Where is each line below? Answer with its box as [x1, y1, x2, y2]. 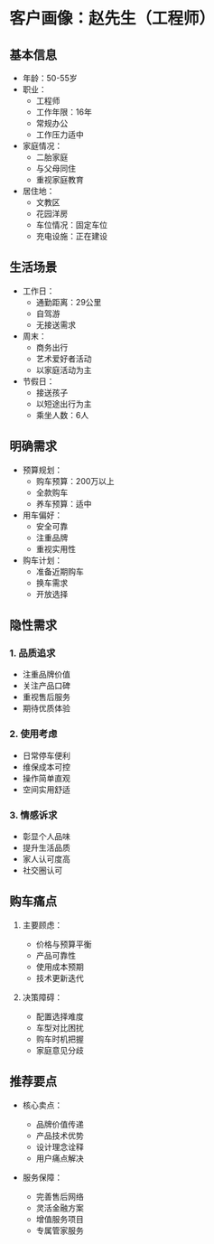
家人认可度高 [22, 853, 70, 864]
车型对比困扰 [35, 1022, 84, 1033]
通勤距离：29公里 [35, 296, 102, 307]
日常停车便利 [22, 750, 70, 761]
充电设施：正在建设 [35, 231, 108, 241]
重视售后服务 [22, 692, 70, 703]
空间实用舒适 [22, 783, 70, 795]
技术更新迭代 [35, 972, 84, 983]
